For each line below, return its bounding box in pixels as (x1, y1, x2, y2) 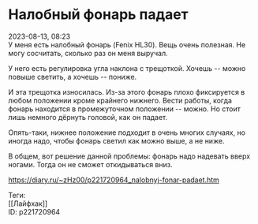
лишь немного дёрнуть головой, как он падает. (8, 112, 168, 121)
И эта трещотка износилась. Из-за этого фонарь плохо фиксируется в (8, 87, 245, 96)
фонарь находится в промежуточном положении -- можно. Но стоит (8, 104, 241, 114)
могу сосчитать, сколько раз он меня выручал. (8, 48, 168, 58)
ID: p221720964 (8, 207, 61, 216)
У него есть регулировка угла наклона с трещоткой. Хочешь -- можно (8, 63, 246, 73)
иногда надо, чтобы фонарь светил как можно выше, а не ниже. (8, 136, 225, 145)
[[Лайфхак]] (8, 199, 48, 208)
